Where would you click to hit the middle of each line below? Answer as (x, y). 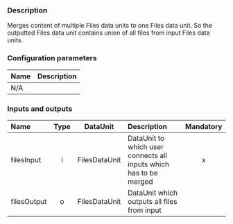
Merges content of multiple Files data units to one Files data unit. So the (110, 26)
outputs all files (153, 201)
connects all (148, 155)
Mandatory (204, 126)
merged (141, 181)
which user (146, 146)
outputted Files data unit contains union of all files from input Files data (109, 33)
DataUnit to (146, 138)
